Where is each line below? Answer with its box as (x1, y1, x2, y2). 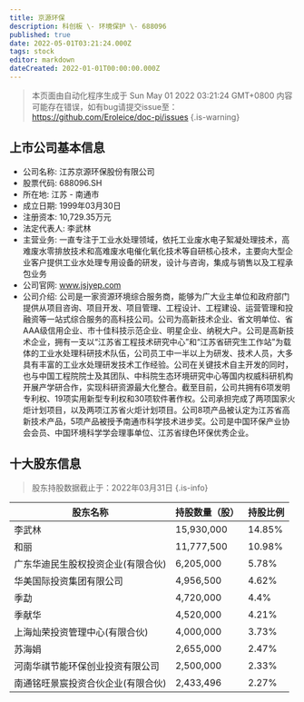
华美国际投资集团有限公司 (14, 574, 124, 587)
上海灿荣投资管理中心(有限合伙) (14, 626, 149, 638)
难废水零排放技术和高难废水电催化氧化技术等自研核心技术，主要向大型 (22, 245, 286, 256)
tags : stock (9, 47, 54, 56)
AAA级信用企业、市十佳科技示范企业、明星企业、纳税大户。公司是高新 (22, 324, 287, 336)
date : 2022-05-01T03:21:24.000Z (9, 38, 132, 48)
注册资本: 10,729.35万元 (22, 211, 112, 222)
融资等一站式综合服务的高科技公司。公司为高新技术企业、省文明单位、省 (22, 313, 293, 324)
